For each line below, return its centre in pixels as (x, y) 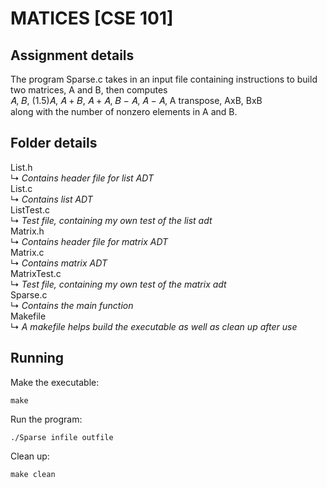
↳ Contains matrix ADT (59, 263)
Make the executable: (55, 382)
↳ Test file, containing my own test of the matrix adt (118, 284)
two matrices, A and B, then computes (89, 90)
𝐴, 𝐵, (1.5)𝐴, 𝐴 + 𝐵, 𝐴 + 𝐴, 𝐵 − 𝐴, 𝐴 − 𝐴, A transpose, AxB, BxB (136, 100)
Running (37, 358)
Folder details (54, 143)
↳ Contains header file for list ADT (82, 178)
